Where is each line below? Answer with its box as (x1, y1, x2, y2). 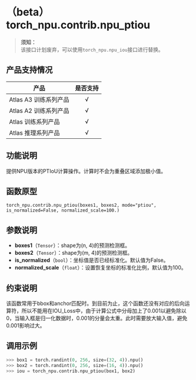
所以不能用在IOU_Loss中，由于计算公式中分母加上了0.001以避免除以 (21, 307, 187, 314)
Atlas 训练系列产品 (9, 118, 60, 126)
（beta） (6, 5, 49, 19)
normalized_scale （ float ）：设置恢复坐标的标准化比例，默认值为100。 (14, 264, 187, 271)
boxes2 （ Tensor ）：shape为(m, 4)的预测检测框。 (14, 249, 133, 256)
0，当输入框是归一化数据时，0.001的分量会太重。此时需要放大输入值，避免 (6, 314, 188, 321)
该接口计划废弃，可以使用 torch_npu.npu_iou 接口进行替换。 (20, 46, 164, 53)
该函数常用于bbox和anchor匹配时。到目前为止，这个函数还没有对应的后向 (6, 300, 185, 307)
